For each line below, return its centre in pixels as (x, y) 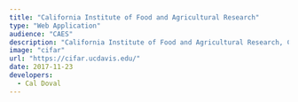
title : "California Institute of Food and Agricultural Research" (134, 17)
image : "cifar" (37, 51)
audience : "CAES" (41, 34)
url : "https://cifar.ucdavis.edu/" (75, 59)
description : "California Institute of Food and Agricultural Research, (146, 42)
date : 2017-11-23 (41, 67)
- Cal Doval (39, 83)
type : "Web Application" (55, 26)
